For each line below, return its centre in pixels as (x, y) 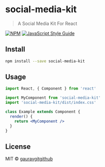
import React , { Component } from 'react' (51, 89)
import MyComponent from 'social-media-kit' (53, 98)
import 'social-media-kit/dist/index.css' (51, 103)
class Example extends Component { (43, 112)
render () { (21, 116)
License (18, 146)
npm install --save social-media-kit (45, 61)
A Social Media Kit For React (47, 23)
